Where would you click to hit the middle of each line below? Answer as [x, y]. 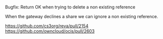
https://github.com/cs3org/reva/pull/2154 [47, 26]
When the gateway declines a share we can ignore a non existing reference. [81, 16]
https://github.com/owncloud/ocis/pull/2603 [50, 31]
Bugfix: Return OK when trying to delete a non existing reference [70, 7]
